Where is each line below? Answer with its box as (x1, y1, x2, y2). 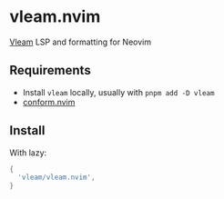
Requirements (9, 63, 91, 78)
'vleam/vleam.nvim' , (17, 173, 96, 183)
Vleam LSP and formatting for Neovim (9, 36, 152, 47)
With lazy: (9, 147, 47, 158)
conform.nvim (22, 96, 76, 107)
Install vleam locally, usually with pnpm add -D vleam (22, 86, 215, 97)
